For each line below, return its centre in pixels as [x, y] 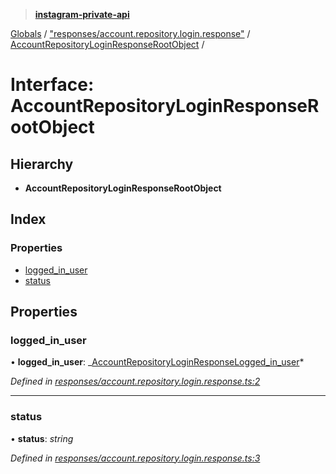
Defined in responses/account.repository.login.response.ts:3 [135, 458]
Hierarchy [42, 164]
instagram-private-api [82, 14]
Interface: [52, 85]
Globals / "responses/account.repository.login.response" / [130, 33]
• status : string [42, 438]
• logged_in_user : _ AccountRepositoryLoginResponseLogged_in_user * [157, 362]
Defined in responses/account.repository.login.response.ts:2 [135, 381]
